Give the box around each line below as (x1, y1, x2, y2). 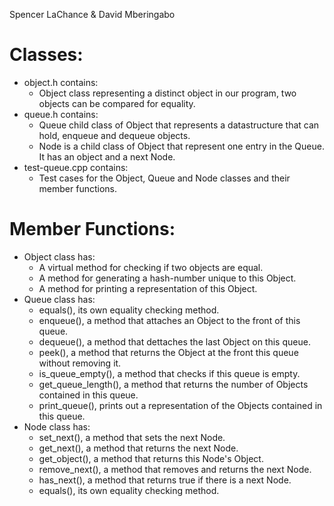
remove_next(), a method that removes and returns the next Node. (38, 463, 312, 475)
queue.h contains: (23, 108, 99, 120)
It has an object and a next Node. (38, 150, 176, 163)
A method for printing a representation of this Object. (38, 282, 258, 294)
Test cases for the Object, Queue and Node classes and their (38, 172, 291, 184)
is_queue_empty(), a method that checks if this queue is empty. (38, 367, 301, 379)
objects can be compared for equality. (38, 97, 196, 109)
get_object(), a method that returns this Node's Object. (38, 452, 264, 464)
